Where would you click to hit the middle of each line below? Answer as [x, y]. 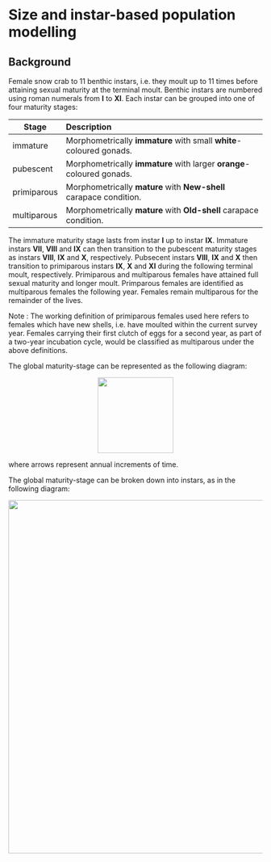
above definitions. [38, 350]
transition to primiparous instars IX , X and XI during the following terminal [131, 266]
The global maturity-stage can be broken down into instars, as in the [122, 480]
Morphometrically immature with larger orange [155, 164]
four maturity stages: [43, 107]
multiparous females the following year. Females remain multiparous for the [133, 292]
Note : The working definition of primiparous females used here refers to [129, 316]
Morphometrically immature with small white [151, 141]
